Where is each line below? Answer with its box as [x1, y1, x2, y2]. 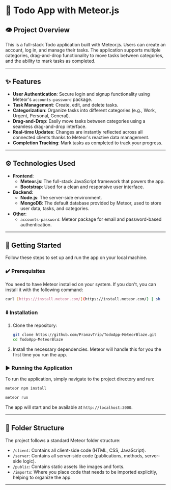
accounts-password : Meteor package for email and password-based [20, 216, 162, 222]
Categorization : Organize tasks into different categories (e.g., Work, [12, 107, 156, 113]
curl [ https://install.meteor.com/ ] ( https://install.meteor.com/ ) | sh [5, 296, 160, 301]
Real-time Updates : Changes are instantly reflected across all [12, 128, 143, 135]
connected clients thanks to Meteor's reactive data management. [12, 134, 150, 140]
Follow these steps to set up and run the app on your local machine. [5, 254, 148, 261]
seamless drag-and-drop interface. [12, 123, 87, 130]
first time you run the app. [12, 351, 67, 357]
